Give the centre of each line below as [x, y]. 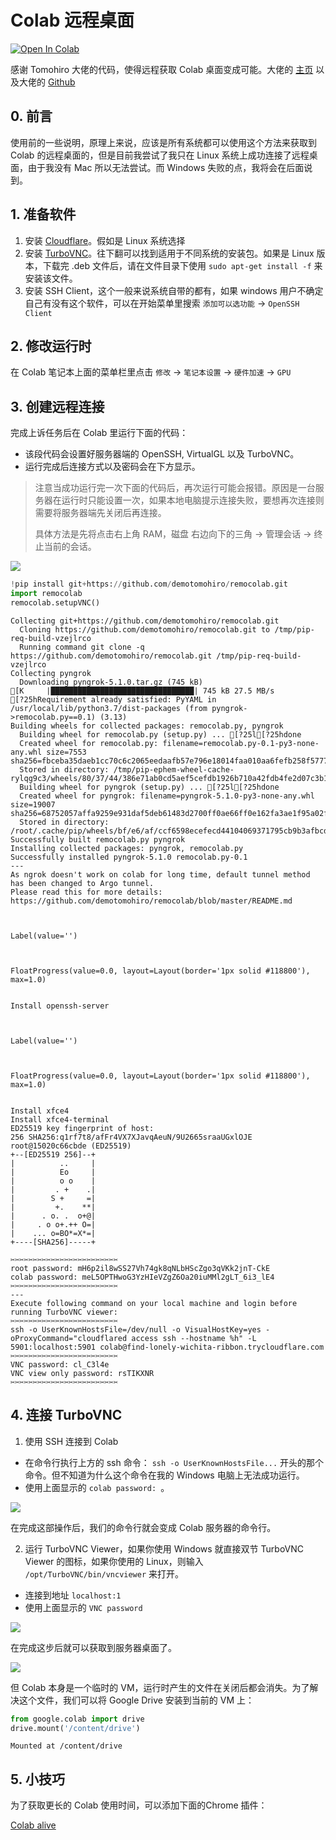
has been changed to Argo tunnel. [82, 883]
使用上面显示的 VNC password [83, 1607]
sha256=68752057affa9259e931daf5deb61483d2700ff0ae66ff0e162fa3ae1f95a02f [169, 813]
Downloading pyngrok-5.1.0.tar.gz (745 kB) [111, 682]
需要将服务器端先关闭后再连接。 [100, 513]
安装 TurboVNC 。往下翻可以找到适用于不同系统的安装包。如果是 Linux [169, 253]
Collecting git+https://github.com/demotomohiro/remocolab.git [145, 621]
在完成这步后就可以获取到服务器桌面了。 [93, 1647]
